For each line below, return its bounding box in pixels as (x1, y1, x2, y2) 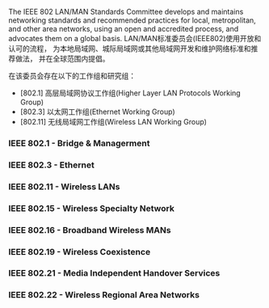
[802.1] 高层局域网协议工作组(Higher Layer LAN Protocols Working (19, 88, 241, 98)
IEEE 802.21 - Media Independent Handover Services (8, 268, 221, 279)
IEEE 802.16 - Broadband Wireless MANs (8, 224, 171, 235)
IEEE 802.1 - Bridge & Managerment (8, 137, 150, 149)
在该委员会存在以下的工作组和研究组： (8, 71, 136, 80)
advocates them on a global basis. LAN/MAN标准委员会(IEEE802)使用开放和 (8, 34, 262, 43)
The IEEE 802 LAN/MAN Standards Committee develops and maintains (8, 7, 244, 16)
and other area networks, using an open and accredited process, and (8, 24, 239, 33)
